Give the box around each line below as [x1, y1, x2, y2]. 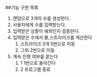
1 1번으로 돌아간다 [20, 60, 56, 66]
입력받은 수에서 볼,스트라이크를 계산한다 [12, 35, 92, 40]
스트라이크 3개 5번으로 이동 [20, 41, 76, 47]
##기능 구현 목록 [5, 5, 38, 10]
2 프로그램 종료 [20, 66, 51, 72]
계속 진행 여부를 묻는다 [12, 54, 58, 60]
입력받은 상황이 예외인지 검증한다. [12, 28, 80, 34]
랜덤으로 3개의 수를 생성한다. [12, 15, 70, 21]
